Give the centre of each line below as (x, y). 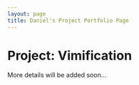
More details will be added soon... (57, 75)
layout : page (27, 14)
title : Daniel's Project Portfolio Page (68, 21)
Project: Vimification (70, 56)
